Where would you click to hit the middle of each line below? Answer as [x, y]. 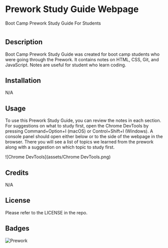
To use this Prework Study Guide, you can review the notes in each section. [83, 120]
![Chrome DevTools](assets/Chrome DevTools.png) [58, 157]
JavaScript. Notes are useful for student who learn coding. [66, 65]
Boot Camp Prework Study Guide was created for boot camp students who [82, 54]
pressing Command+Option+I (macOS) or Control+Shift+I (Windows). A [79, 131]
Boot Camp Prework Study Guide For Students [53, 23]
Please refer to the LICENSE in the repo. [46, 212]
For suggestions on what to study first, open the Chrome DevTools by [77, 126]
